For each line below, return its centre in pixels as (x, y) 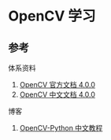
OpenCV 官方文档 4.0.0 (57, 85)
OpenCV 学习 (52, 16)
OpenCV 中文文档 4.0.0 (57, 94)
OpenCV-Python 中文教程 (61, 128)
